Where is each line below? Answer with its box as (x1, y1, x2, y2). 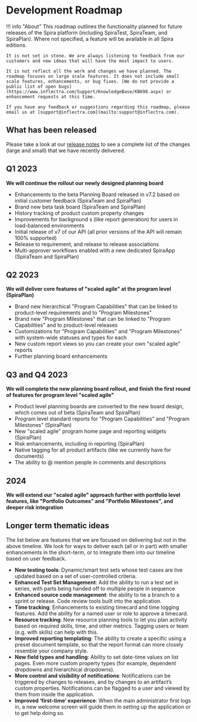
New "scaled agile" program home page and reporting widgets (14, 428, 167, 435)
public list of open (6, 83, 57, 90)
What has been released (6, 125, 97, 135)
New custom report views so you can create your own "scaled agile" (14, 340, 181, 347)
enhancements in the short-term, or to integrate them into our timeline (6, 549, 175, 556)
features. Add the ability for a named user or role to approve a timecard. (14, 610, 189, 617)
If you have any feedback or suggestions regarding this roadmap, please (6, 104, 191, 110)
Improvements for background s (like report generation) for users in (14, 215, 178, 223)
